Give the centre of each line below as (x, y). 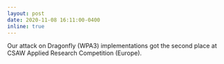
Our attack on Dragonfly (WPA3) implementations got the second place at (112, 46)
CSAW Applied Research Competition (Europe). (75, 53)
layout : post (26, 13)
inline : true (26, 26)
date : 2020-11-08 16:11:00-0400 (54, 20)
